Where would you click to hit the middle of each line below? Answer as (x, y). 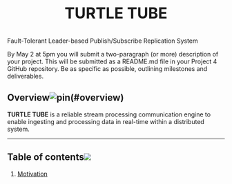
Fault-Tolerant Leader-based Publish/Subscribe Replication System (103, 41)
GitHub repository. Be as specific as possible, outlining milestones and (107, 69)
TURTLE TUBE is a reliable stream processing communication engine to (109, 114)
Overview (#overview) (66, 98)
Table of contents (46, 157)
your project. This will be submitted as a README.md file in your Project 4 (112, 61)
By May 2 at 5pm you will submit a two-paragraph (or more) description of (113, 54)
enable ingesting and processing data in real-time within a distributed (106, 121)
